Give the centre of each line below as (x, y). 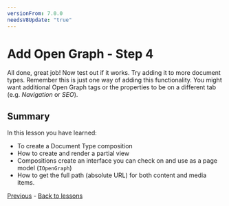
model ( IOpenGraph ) (44, 168)
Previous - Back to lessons (45, 196)
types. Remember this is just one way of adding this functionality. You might (115, 80)
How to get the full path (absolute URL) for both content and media (112, 175)
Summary (29, 116)
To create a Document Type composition (75, 146)
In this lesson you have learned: (52, 133)
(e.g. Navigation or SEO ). (43, 95)
